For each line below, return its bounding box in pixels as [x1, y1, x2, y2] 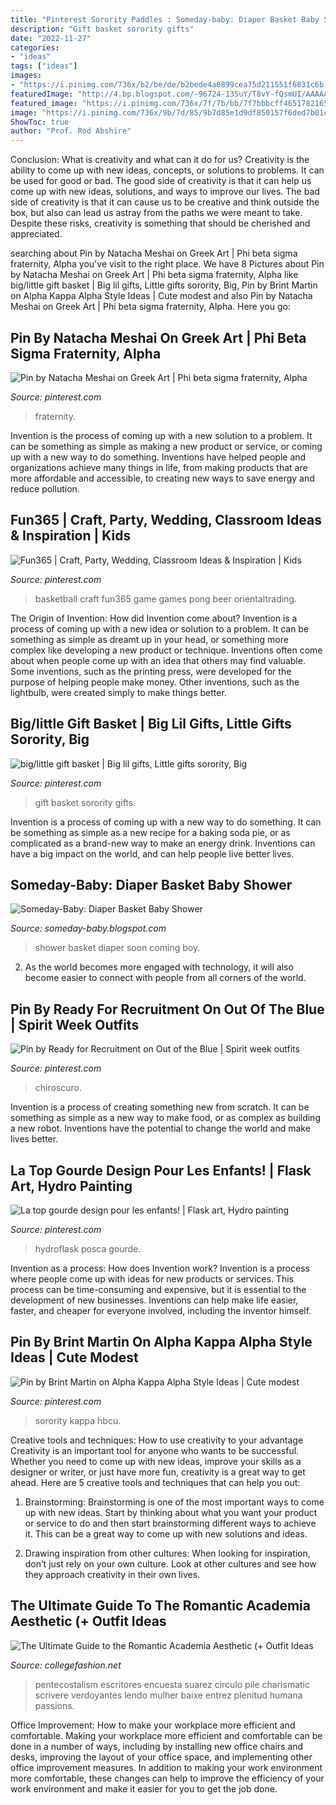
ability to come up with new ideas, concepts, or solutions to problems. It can [10, 164, 325, 176]
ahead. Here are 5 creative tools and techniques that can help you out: [10, 1476, 301, 1488]
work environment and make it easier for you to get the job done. [10, 1782, 278, 1795]
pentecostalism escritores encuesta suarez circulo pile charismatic [34, 1678, 310, 1690]
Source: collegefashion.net [10, 1659, 122, 1671]
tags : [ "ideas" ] [10, 61, 78, 71]
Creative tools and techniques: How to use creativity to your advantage [10, 1434, 304, 1446]
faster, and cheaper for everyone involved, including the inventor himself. [10, 1305, 312, 1316]
